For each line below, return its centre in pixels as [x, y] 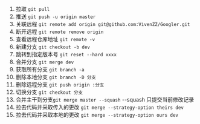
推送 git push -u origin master [56, 16]
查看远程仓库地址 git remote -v [55, 39]
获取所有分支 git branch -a [50, 69]
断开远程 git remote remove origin [60, 31]
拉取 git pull [33, 9]
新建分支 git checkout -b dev [53, 47]
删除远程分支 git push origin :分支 [60, 84]
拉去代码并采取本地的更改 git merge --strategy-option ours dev [97, 115]
